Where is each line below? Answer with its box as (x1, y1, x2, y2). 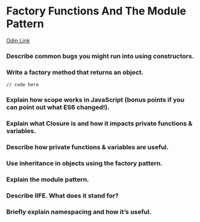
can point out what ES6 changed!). (6, 103, 110, 112)
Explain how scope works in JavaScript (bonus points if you (6, 96, 185, 104)
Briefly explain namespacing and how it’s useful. (6, 208, 152, 216)
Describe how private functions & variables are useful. (6, 143, 169, 151)
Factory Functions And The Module (6, 4, 187, 18)
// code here (6, 82, 39, 88)
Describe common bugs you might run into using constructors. (6, 52, 195, 60)
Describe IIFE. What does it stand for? (6, 191, 119, 200)
